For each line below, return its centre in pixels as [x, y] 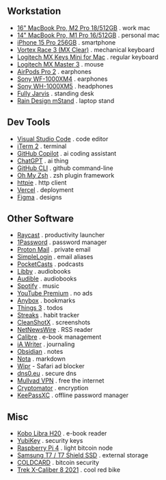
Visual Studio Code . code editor [63, 139]
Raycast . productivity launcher [61, 235]
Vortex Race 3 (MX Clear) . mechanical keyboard [86, 49]
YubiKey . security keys [50, 441]
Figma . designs [39, 197]
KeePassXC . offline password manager [72, 395]
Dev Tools [29, 122]
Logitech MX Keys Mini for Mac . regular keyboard [87, 57]
